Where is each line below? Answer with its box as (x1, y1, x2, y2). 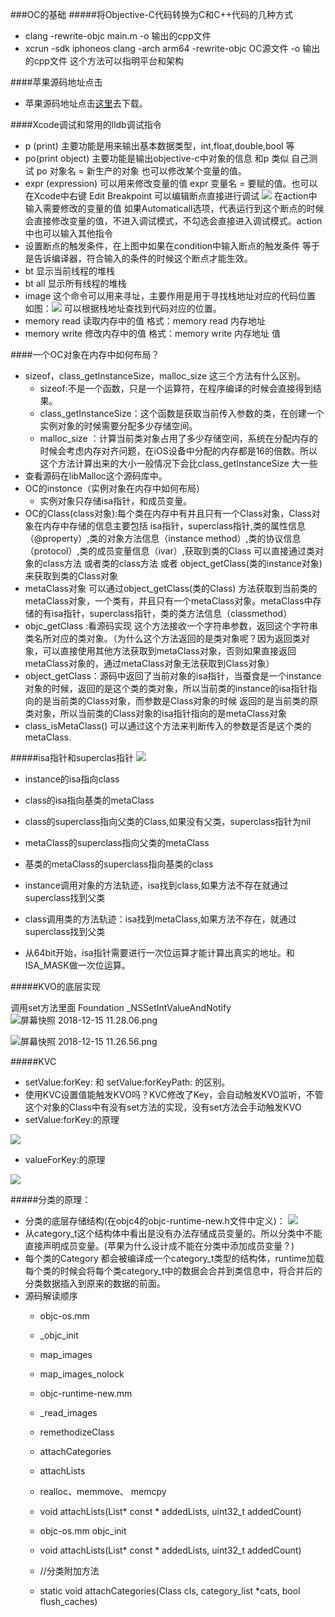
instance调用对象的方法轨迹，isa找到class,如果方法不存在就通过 (24, 879, 289, 891)
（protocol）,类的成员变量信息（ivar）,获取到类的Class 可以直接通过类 (24, 545, 316, 557)
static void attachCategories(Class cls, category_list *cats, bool (39, 1585, 301, 1597)
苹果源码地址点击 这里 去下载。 (24, 98, 148, 109)
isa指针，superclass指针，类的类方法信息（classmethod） (51, 608, 293, 619)
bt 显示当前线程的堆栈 (24, 265, 115, 277)
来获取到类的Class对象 (24, 570, 119, 582)
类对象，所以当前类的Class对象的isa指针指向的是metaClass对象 (24, 708, 287, 719)
